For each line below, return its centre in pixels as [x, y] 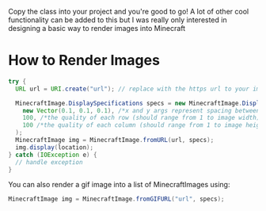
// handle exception [49, 162]
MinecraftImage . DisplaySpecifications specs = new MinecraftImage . [129, 103]
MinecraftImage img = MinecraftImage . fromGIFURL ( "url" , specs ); [116, 199]
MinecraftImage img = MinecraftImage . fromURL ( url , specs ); [115, 140]
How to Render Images [84, 61]
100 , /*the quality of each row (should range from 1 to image [129, 118]
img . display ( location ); [54, 147]
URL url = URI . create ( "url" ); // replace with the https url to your [132, 89]
